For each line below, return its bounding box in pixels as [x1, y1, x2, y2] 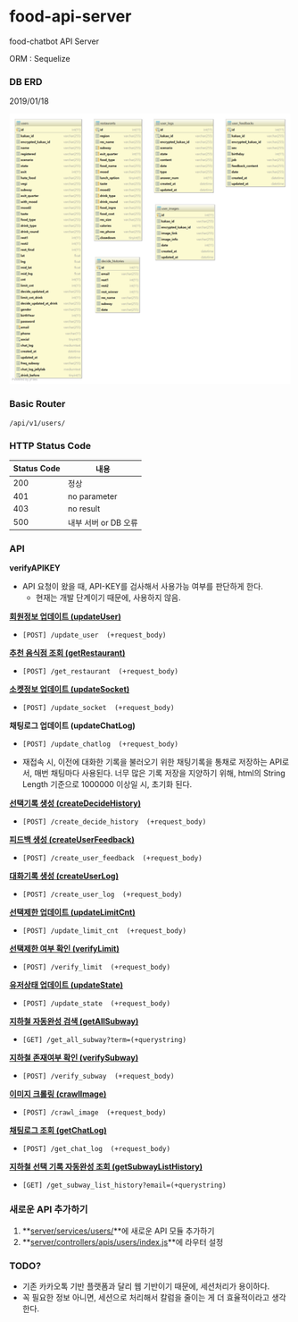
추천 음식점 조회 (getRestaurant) [9, 648, 126, 658]
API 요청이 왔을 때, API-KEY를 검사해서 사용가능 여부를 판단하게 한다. [21, 581, 263, 592]
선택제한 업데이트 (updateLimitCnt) [9, 907, 136, 918]
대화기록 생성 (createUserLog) [9, 870, 119, 882]
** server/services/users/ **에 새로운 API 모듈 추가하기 [21, 1225, 215, 1236]
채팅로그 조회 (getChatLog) [9, 1125, 107, 1136]
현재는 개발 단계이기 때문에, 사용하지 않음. [35, 592, 181, 603]
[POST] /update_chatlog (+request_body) [21, 740, 178, 749]
